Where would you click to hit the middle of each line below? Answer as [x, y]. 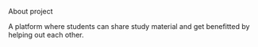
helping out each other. [46, 35]
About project [31, 11]
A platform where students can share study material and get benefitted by [129, 26]
